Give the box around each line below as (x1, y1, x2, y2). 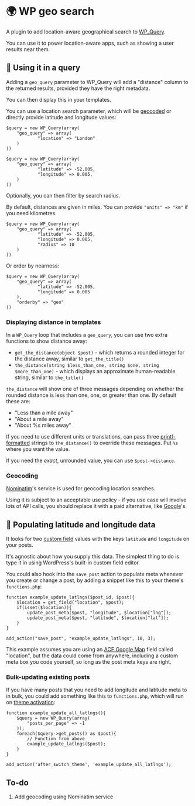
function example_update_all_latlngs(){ (6, 710, 107, 716)
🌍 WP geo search (6, 5, 95, 18)
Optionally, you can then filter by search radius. (6, 192, 121, 199)
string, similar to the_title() (14, 374, 84, 381)
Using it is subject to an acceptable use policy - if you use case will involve (6, 496, 187, 503)
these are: (6, 398, 30, 405)
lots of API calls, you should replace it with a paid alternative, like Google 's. (6, 503, 187, 510)
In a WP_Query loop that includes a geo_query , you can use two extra (6, 332, 168, 339)
